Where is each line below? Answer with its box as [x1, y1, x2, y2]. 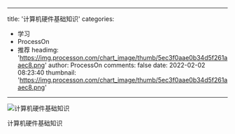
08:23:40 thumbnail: [17, 68, 77, 77]
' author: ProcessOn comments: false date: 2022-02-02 [44, 61, 206, 69]
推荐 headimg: [17, 46, 59, 54]
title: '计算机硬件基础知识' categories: [7, 15, 115, 23]
